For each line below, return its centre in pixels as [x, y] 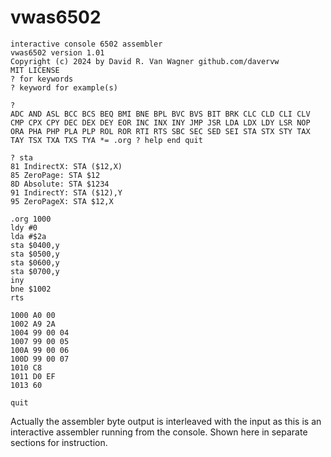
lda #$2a [28, 236]
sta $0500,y [35, 254]
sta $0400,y [35, 245]
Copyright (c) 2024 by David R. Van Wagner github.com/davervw [145, 61]
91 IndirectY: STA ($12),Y [66, 192]
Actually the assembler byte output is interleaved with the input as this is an [166, 421]
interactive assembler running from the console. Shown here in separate [159, 432]
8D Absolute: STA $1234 [60, 184]
